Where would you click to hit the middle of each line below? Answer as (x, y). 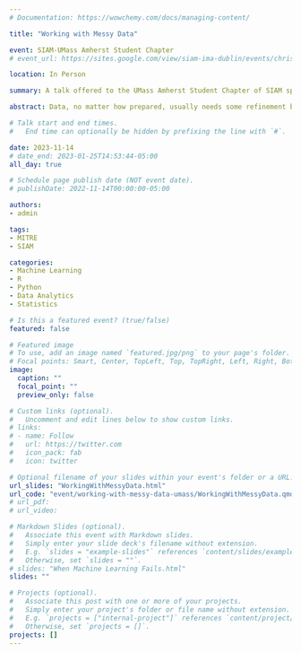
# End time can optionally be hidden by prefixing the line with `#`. (148, 131)
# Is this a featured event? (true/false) (90, 320)
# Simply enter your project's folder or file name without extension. (150, 610)
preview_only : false (56, 395)
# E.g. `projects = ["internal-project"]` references (116, 618)
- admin (24, 213)
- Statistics (34, 304)
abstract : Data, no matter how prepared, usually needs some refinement (148, 107)
